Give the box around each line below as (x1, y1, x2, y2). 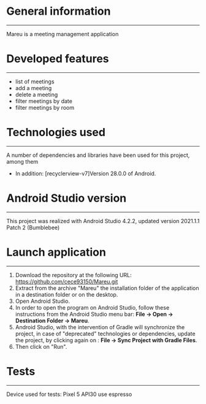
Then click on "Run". (15, 343, 67, 350)
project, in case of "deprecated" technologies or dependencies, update (15, 330, 196, 337)
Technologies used (6, 126, 106, 139)
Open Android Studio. (15, 297, 71, 305)
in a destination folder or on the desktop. (15, 291, 118, 298)
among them (6, 158, 39, 165)
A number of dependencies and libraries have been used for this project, (6, 151, 190, 159)
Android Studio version (6, 191, 127, 205)
